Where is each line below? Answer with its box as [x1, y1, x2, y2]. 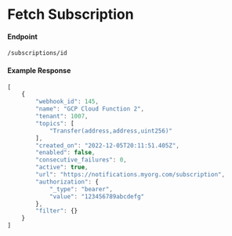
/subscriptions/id [7, 49, 67, 57]
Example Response [7, 65, 71, 75]
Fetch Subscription [7, 5, 134, 24]
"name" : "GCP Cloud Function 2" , [35, 105, 145, 113]
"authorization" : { [35, 178, 100, 186]
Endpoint [7, 31, 38, 41]
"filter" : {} [35, 207, 78, 215]
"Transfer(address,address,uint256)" [49, 127, 173, 135]
